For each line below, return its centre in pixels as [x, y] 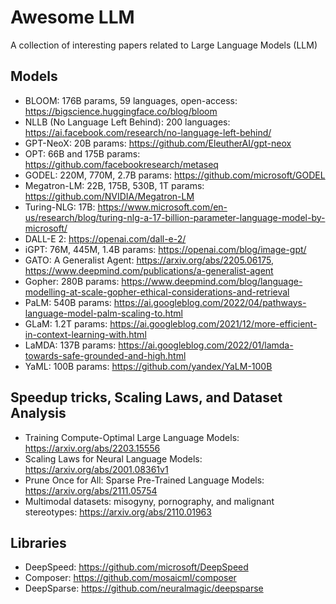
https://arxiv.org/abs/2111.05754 [91, 490]
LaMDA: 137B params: [70, 345]
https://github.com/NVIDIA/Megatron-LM [109, 196]
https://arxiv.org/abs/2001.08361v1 [96, 469]
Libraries [38, 542]
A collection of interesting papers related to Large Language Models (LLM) [164, 45]
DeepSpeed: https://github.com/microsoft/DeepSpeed [136, 567]
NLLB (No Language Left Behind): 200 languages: [127, 122]
